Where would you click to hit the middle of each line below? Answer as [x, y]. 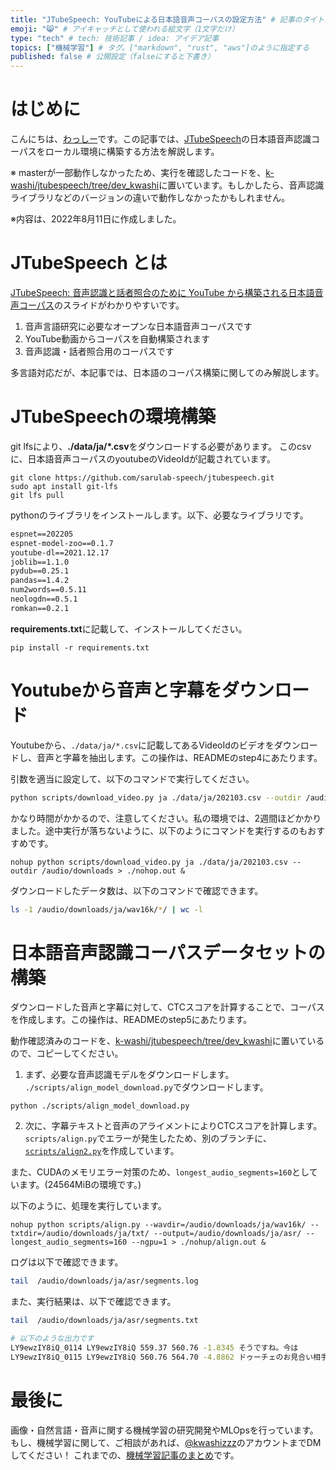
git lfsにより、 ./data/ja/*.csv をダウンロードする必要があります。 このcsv [161, 446]
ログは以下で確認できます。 [67, 1262]
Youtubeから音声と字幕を [116, 690]
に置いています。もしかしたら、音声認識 [241, 185]
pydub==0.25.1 [40, 571]
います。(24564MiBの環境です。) [76, 1185]
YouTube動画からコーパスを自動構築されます [117, 339]
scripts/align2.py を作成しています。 [102, 1151]
